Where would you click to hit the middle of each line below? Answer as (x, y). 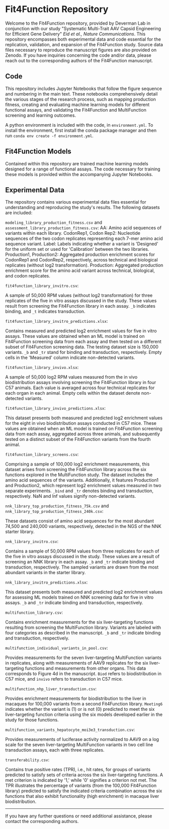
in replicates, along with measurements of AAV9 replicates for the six (77, 663)
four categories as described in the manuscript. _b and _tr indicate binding (83, 633)
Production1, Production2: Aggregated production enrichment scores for (80, 254)
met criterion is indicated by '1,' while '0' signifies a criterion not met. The (81, 780)
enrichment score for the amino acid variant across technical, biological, (80, 270)
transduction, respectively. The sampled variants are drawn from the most (82, 567)
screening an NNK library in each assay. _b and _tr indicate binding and (80, 562)
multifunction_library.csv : (34, 612)
